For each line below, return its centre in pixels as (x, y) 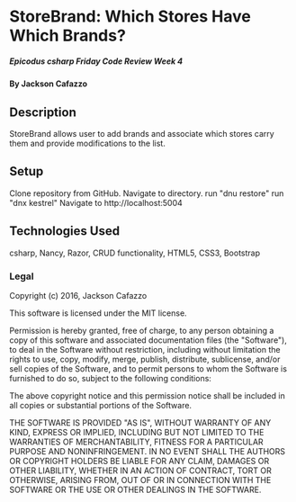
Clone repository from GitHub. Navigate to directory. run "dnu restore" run (147, 193)
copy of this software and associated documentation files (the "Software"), (148, 340)
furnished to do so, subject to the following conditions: (110, 378)
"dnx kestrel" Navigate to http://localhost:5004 (96, 202)
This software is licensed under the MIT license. (98, 313)
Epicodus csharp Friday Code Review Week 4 (96, 61)
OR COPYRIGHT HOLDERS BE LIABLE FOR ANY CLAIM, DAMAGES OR (139, 461)
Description (43, 112)
